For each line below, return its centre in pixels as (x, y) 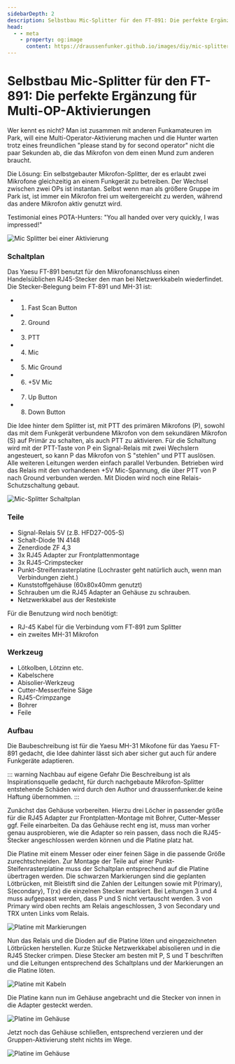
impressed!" (25, 225)
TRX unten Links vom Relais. (48, 914)
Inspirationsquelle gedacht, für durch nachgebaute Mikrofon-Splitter (106, 782)
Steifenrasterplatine (36, 869)
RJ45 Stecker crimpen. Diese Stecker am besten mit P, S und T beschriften (115, 956)
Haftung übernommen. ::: (43, 797)
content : (38, 46)
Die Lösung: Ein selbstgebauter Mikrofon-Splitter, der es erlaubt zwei (107, 173)
